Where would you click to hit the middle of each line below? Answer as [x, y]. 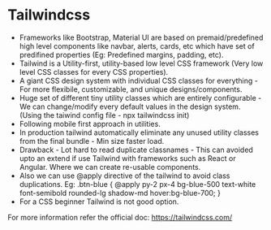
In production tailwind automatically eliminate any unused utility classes [139, 132]
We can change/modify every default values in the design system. [130, 106]
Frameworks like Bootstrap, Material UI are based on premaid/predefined [141, 37]
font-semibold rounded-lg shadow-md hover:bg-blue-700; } [120, 193]
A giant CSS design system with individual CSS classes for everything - [139, 80]
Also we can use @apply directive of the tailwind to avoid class [125, 176]
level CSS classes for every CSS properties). [94, 72]
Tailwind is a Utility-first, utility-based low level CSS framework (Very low [141, 63]
